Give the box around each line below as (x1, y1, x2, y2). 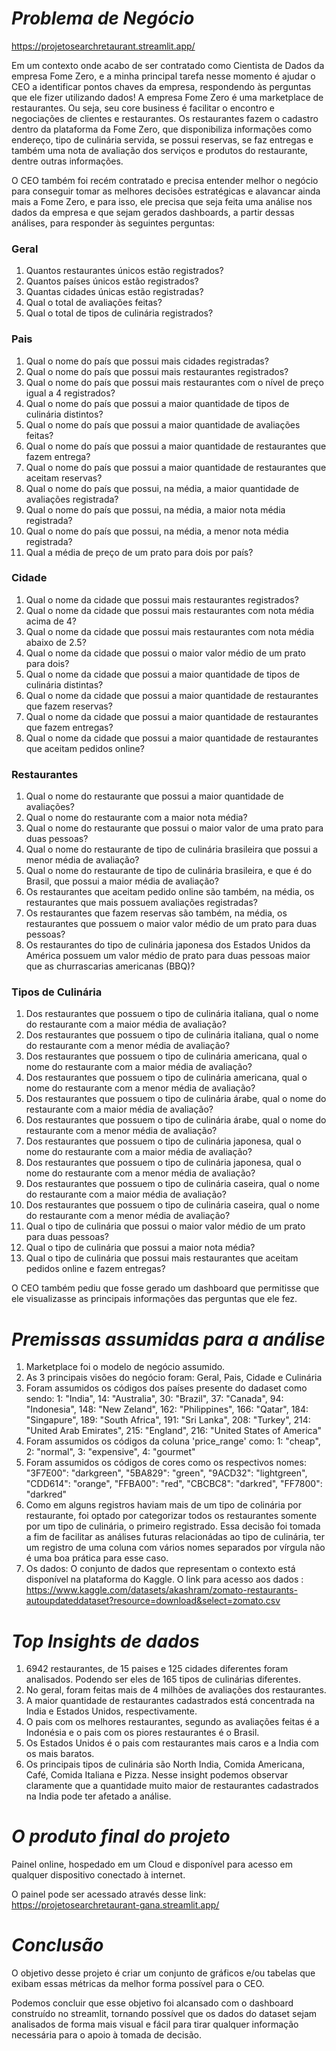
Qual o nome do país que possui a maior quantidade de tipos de (25, 397, 290, 409)
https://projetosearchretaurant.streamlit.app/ (11, 40, 196, 52)
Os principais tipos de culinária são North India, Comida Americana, (25, 1758, 306, 1771)
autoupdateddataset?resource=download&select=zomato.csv (25, 1595, 281, 1607)
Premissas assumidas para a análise (11, 1328, 326, 1351)
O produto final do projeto (11, 1825, 231, 1848)
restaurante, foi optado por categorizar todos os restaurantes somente (25, 1510, 318, 1522)
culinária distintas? (25, 678, 104, 691)
